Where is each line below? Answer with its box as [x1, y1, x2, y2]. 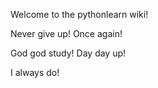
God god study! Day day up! [10, 47, 127, 59]
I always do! [10, 67, 60, 78]
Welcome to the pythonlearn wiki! [10, 9, 149, 20]
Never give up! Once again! [10, 28, 123, 39]
